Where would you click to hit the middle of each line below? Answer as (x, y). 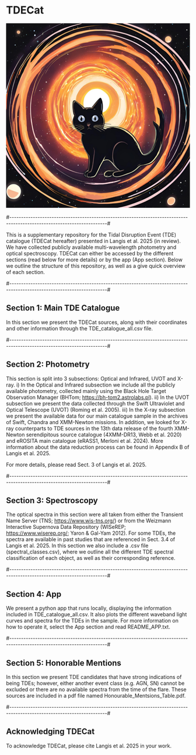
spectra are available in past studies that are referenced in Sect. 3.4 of (91, 539)
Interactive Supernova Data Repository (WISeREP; (66, 527)
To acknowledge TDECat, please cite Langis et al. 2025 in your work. (89, 746)
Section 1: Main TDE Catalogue (63, 308)
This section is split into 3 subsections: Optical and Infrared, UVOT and (91, 378)
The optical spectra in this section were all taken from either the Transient (95, 515)
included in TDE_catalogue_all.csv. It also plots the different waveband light (97, 614)
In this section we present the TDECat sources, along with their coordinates (97, 322)
